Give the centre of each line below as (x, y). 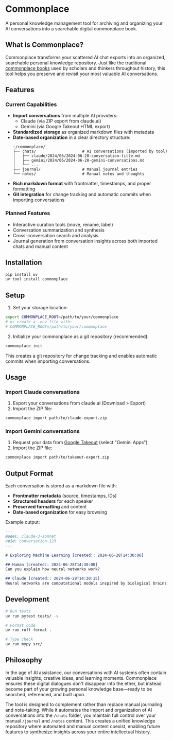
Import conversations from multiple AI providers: (65, 116)
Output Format (29, 473)
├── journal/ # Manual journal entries (75, 170)
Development (28, 599)
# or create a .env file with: (39, 322)
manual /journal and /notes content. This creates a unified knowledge (80, 720)
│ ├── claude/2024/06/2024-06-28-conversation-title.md (76, 156)
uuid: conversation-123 (31, 541)
